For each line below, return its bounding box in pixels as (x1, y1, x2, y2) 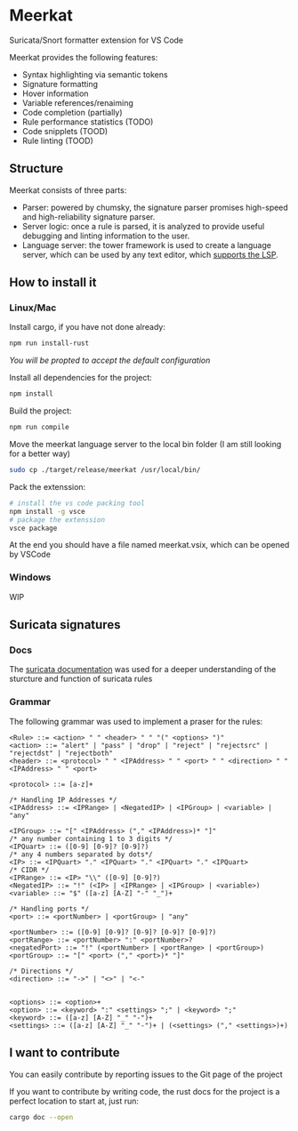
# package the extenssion (9, 515, 105, 525)
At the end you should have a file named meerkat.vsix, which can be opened (9, 540, 290, 550)
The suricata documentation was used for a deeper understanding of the (9, 664, 277, 675)
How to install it (9, 275, 97, 290)
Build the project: (9, 405, 72, 416)
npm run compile (9, 423, 69, 432)
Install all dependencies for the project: (9, 373, 153, 383)
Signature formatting (21, 78, 99, 89)
